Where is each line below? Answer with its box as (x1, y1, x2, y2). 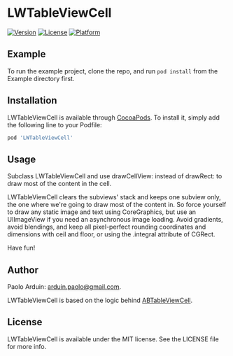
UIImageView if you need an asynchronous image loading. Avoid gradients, (7, 215, 224, 224)
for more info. (7, 342, 47, 350)
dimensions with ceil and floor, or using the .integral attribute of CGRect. (7, 230, 216, 238)
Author (7, 264, 38, 276)
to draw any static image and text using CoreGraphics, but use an (7, 208, 197, 216)
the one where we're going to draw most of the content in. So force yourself (7, 201, 227, 209)
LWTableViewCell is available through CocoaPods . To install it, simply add (7, 113, 220, 122)
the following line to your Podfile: (7, 120, 103, 129)
